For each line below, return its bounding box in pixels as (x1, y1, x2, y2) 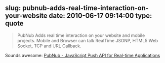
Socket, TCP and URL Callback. (17, 43, 82, 49)
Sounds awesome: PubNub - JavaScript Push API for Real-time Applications (5, 52, 161, 58)
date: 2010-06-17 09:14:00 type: (48, 12, 152, 20)
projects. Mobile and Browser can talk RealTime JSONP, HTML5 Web (17, 37, 158, 43)
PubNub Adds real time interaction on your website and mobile (17, 32, 145, 38)
